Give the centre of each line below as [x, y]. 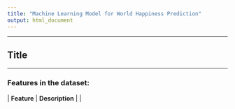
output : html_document [40, 20]
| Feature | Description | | [44, 98]
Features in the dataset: [48, 83]
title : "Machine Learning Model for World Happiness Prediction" [104, 14]
